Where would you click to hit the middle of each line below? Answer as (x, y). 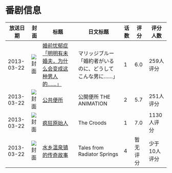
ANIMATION (93, 103)
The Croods (92, 122)
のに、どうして (96, 69)
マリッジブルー (96, 53)
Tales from (91, 147)
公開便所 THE (94, 97)
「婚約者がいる (96, 61)
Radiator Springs (98, 154)
